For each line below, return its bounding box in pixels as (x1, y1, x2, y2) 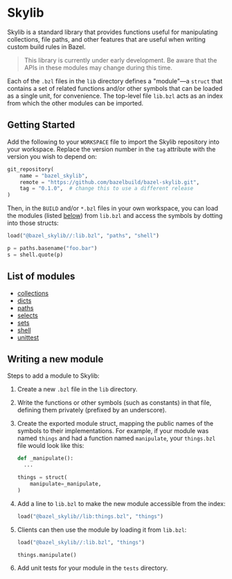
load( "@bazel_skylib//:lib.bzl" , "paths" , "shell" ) (7, 233, 159, 240)
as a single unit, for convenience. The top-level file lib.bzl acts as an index (7, 92, 223, 100)
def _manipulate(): (17, 455, 74, 462)
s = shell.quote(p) (7, 251, 64, 258)
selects (17, 311, 38, 319)
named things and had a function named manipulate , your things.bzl (17, 434, 216, 442)
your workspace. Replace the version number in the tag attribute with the (7, 144, 216, 153)
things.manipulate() (17, 551, 77, 558)
